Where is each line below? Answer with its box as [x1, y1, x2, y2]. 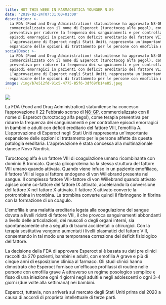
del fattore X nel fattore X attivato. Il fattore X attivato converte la [5, 186, 137, 193]
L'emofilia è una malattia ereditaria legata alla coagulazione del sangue [5, 207, 149, 213]
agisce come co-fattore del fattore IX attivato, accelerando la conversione [5, 181, 156, 187]
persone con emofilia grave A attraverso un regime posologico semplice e [5, 269, 156, 275]
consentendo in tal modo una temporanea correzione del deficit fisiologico [5, 233, 157, 239]
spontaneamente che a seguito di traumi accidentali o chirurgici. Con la [5, 222, 150, 228]
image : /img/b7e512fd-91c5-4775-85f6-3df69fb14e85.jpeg [5, 81, 123, 86]
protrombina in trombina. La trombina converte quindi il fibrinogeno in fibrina [5, 192, 161, 198]
